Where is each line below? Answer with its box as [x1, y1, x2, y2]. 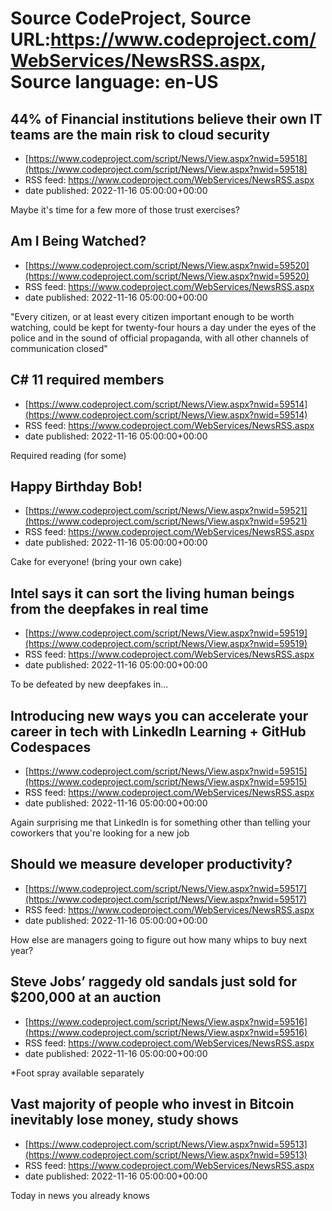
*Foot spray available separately [10, 1067, 145, 1079]
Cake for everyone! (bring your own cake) [10, 556, 183, 568]
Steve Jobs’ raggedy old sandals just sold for [10, 973, 298, 991]
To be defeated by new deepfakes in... [10, 678, 169, 691]
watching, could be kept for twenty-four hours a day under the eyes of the [10, 321, 317, 333]
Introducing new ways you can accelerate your [10, 707, 309, 724]
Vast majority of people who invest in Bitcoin [10, 1096, 295, 1113]
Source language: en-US [10, 71, 219, 94]
